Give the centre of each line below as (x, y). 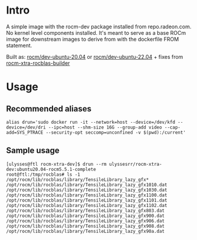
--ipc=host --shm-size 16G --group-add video (105, 127)
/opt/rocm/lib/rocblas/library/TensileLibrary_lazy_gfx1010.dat (87, 185)
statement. (19, 45)
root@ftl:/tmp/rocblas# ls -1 (43, 175)
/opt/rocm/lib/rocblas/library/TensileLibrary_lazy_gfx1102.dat (87, 205)
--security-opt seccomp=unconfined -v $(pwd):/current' (116, 132)
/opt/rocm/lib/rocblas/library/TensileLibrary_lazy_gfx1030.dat (87, 190)
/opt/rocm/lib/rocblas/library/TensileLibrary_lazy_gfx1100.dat (87, 195)
